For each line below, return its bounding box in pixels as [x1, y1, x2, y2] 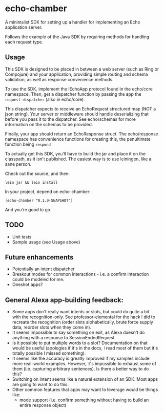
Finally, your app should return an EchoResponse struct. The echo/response [5, 130, 159, 137]
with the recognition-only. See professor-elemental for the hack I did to [12, 314, 155, 320]
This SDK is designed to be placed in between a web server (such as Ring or [5, 66, 159, 72]
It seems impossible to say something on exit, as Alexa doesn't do [12, 329, 145, 335]
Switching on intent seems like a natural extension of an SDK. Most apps [12, 376, 158, 382]
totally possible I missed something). [12, 350, 86, 356]
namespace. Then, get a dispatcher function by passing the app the [5, 91, 142, 97]
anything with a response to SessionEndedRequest [12, 335, 115, 341]
